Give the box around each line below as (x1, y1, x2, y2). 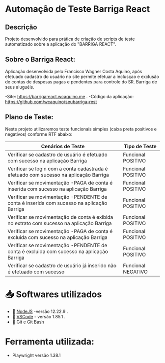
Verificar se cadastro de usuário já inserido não (7, 262, 117, 269)
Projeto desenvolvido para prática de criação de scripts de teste (5, 36, 135, 42)
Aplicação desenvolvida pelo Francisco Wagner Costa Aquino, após (5, 68, 142, 74)
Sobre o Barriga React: (5, 55, 76, 64)
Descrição (5, 23, 37, 31)
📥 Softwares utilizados (5, 288, 102, 300)
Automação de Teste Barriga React (5, 3, 150, 15)
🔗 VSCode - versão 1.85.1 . (12, 313, 66, 319)
